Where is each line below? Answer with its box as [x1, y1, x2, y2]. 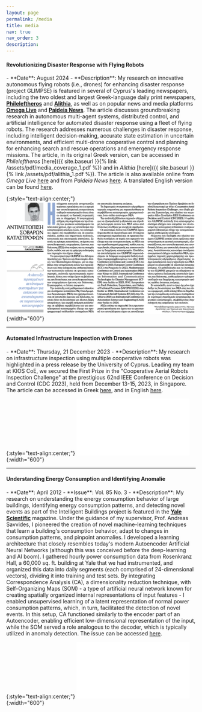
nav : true [6, 29, 31, 35]
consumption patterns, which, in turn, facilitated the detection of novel [6, 604, 180, 611]
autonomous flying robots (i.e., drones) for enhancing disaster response [6, 81, 185, 88]
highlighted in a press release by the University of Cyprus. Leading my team [6, 361, 194, 368]
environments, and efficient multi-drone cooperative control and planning [6, 139, 188, 146]
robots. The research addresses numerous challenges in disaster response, [6, 126, 194, 133]
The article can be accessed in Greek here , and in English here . [6, 386, 164, 393]
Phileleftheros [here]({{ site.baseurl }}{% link [6, 157, 117, 165]
